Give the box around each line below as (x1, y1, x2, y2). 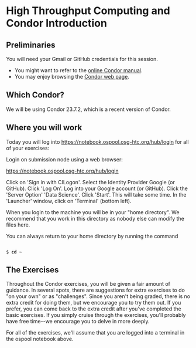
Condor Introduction (6, 16, 107, 30)
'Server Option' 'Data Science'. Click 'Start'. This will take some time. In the (6, 191, 187, 198)
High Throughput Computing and (6, 4, 171, 18)
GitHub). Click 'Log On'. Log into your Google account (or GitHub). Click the (6, 185, 188, 192)
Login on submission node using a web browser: (6, 156, 123, 163)
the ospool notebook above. (6, 336, 74, 343)
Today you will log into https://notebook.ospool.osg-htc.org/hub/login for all (6, 138, 189, 145)
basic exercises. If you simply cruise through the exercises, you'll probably (6, 312, 186, 319)
